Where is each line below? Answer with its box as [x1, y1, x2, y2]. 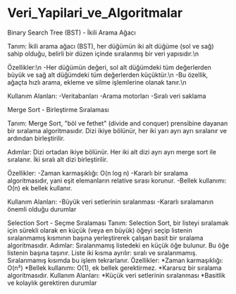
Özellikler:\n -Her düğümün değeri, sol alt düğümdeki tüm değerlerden [7, 63, 211, 71]
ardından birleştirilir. [7, 134, 66, 142]
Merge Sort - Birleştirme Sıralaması [7, 105, 109, 114]
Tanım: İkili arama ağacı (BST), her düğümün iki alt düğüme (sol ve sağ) [7, 42, 214, 50]
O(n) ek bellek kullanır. [7, 183, 73, 192]
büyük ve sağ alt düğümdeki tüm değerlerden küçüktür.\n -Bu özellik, [7, 71, 209, 79]
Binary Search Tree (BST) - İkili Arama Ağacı [7, 28, 136, 37]
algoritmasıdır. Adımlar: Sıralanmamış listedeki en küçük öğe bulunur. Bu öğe [7, 241, 230, 250]
